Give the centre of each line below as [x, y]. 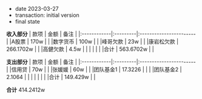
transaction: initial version [47, 15]
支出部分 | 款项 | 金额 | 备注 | [42, 62]
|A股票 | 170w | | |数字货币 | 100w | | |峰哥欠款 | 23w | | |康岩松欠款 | [94, 41]
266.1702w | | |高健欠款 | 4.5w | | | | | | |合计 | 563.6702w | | [80, 49]
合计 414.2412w [26, 90]
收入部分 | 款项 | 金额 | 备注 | [42, 34]
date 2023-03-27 [37, 9]
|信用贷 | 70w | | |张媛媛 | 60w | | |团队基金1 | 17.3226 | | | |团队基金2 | [96, 69]
